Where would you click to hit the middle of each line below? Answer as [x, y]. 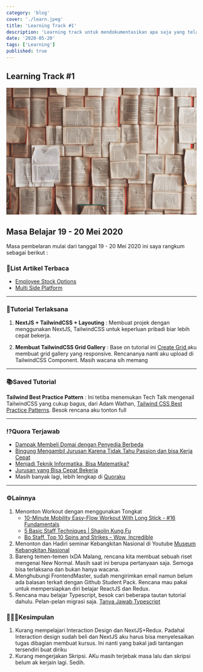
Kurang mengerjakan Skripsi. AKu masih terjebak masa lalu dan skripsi [103, 656]
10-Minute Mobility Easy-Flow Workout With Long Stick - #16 [100, 518]
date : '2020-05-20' [31, 38]
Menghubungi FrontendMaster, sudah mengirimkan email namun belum [104, 576]
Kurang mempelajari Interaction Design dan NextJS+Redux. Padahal [100, 630]
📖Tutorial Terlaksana [37, 309]
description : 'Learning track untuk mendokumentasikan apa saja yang [96, 32]
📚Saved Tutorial [31, 381]
